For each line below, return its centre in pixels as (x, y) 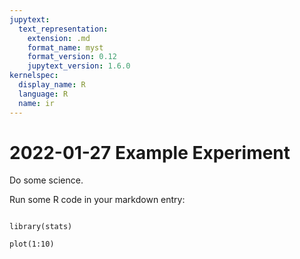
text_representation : (63, 29)
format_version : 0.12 (72, 57)
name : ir (36, 103)
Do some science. (46, 180)
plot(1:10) (32, 244)
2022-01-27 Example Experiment (150, 152)
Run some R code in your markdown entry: (97, 200)
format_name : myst (65, 47)
